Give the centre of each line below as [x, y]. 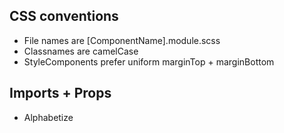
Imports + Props [60, 93]
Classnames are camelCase [81, 51]
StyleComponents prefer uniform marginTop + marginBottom [149, 61]
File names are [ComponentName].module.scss [122, 40]
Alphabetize [48, 117]
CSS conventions [64, 16]
